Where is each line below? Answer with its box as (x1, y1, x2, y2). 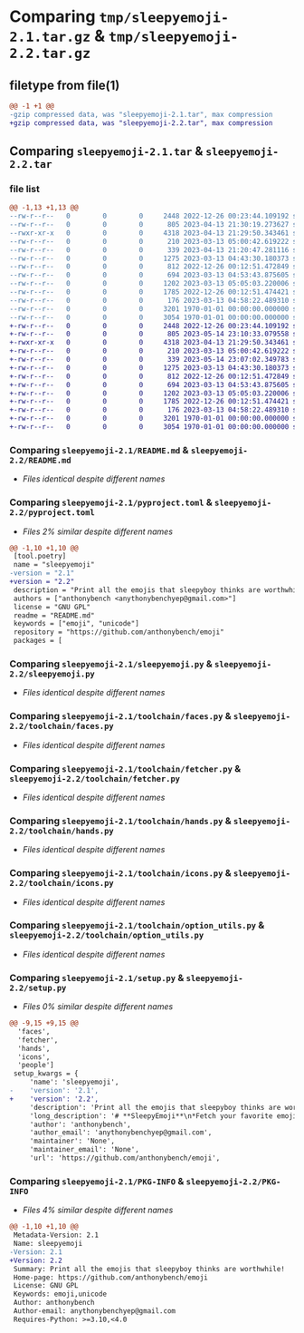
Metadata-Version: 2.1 (13, 1231, 100, 1240)
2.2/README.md (9, 455, 71, 465)
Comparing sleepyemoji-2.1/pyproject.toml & (9, 496, 213, 509)
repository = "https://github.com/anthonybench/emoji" (13, 628, 224, 637)
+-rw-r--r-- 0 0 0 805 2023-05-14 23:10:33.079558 (9, 329, 290, 339)
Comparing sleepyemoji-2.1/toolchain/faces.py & (9, 710, 233, 723)
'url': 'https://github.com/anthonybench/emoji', (29, 1153, 221, 1163)
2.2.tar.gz (9, 45, 91, 63)
